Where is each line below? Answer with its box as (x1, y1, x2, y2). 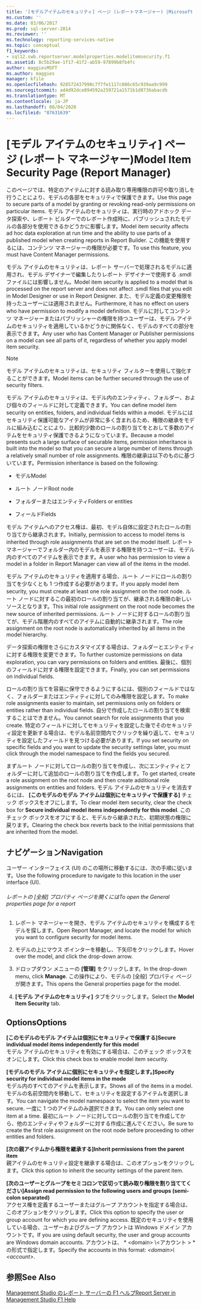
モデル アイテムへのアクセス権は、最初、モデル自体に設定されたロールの (6, 523, 186, 530)
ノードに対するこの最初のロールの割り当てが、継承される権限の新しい (17, 595, 192, 603)
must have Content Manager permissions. (6, 251, 110, 258)
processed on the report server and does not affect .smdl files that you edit (6, 285, 192, 293)
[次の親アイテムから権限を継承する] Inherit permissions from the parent (6, 1145, 185, 1153)
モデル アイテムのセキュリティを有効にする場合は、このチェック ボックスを (6, 1048, 193, 1056)
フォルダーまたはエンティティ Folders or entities (14, 498, 133, 505)
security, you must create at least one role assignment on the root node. (6, 588, 185, 595)
